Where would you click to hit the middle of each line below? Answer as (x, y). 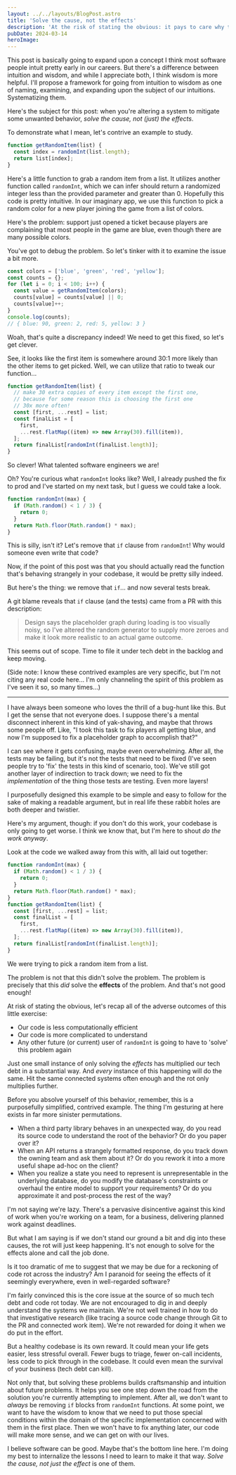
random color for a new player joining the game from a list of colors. (106, 208)
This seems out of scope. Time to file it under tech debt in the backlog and (115, 651)
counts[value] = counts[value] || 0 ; (69, 298)
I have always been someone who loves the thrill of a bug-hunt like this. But (117, 708)
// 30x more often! (42, 406)
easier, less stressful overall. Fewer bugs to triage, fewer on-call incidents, (115, 1354)
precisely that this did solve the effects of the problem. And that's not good (117, 985)
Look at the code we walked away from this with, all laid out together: (108, 852)
